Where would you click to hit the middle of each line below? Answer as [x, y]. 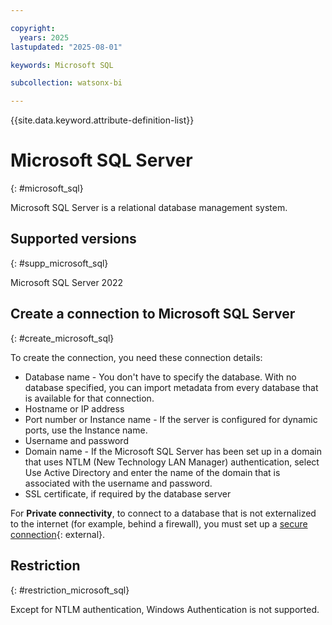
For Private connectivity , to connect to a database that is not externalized [163, 513]
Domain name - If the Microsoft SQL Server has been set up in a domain [173, 451]
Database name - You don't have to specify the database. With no [160, 377]
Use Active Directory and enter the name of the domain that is [152, 472]
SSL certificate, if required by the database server [128, 493]
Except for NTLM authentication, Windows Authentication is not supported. [165, 609]
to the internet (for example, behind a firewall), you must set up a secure [159, 523]
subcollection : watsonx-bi [66, 83]
